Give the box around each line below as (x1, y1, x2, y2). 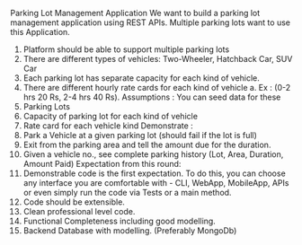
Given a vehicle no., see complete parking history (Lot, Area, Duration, (22, 149, 284, 160)
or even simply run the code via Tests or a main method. (22, 188, 232, 197)
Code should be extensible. (22, 197, 125, 207)
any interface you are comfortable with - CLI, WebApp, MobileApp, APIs (22, 178, 289, 188)
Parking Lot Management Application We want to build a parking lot (10, 8, 261, 18)
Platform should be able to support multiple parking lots (22, 44, 230, 55)
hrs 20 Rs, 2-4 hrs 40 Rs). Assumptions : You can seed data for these (22, 92, 281, 102)
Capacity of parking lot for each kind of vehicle (22, 111, 199, 121)
